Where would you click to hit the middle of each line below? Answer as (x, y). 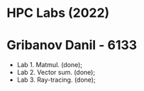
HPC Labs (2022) (58, 13)
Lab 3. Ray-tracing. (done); (56, 80)
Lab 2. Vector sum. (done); (56, 73)
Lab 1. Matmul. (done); (50, 65)
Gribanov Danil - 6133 (72, 45)
